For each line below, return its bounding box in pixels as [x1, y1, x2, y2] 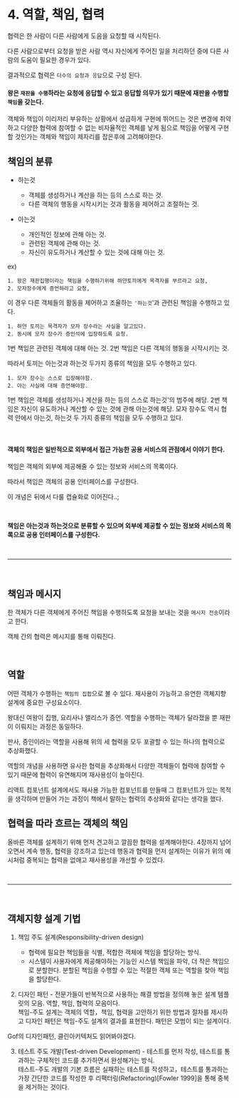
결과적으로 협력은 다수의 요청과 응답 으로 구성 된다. [7, 71, 142, 79]
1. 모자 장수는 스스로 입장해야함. [7, 374, 94, 382]
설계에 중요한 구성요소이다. [7, 697, 82, 707]
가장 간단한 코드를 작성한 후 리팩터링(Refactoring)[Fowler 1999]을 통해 [17, 1074, 216, 1082]
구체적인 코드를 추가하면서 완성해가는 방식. [36, 1056, 155, 1064]
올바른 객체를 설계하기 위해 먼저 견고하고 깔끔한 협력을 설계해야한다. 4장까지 [7, 837, 218, 846]
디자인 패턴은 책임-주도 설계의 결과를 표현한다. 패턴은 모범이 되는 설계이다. [25, 1017, 231, 1025]
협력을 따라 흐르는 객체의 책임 [7, 817, 129, 830]
